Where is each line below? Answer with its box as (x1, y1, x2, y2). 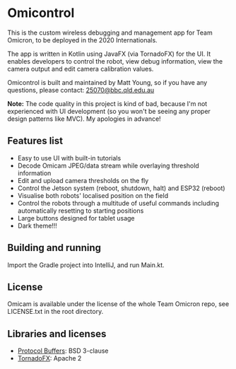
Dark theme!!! (17, 221, 58, 230)
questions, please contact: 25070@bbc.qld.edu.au (7, 86, 155, 94)
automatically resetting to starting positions (17, 206, 144, 215)
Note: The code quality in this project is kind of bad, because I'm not (7, 99, 208, 107)
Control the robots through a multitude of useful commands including (17, 199, 220, 207)
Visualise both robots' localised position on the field (17, 191, 168, 199)
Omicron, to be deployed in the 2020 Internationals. (7, 35, 158, 44)
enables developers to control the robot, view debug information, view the (7, 57, 223, 65)
